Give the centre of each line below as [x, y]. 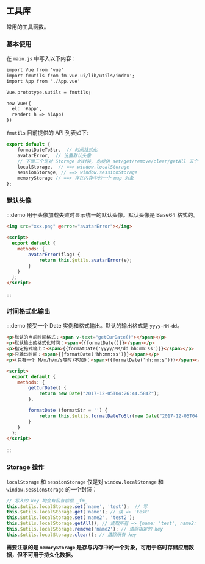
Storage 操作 [25, 467]
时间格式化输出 [28, 311]
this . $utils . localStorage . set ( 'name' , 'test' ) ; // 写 [77, 506]
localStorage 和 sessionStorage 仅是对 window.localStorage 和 [85, 481]
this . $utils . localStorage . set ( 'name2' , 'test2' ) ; [71, 518]
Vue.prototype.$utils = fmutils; [49, 92]
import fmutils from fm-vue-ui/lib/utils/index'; [71, 76]
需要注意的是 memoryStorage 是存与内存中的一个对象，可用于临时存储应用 [98, 547]
